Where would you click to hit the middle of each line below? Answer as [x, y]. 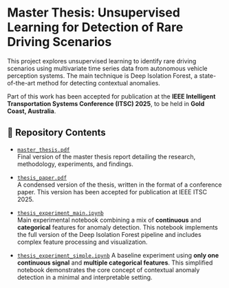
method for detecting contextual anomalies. [98, 83]
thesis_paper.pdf [42, 178]
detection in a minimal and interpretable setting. [85, 277]
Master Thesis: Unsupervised [94, 13]
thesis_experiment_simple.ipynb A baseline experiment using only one [118, 255]
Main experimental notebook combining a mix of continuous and [109, 220]
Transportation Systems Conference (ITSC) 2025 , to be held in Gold [106, 103]
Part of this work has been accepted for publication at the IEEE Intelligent [111, 96]
